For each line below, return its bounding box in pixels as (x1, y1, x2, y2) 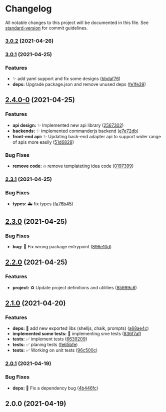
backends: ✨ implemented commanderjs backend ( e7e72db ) (12, 128, 139, 134)
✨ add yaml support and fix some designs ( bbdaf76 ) (12, 76, 121, 82)
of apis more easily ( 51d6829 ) (12, 139, 74, 145)
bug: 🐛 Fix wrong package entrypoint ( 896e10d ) (12, 243, 112, 249)
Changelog (5, 3, 52, 15)
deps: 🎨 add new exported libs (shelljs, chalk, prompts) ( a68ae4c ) (12, 325, 149, 331)
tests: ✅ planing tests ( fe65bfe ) (12, 341, 78, 348)
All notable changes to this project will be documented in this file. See (5, 20, 149, 26)
